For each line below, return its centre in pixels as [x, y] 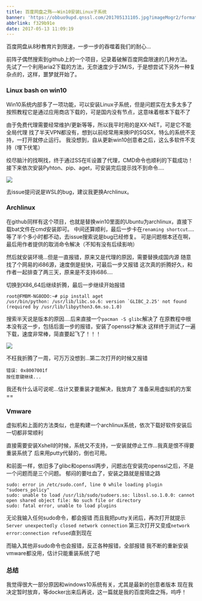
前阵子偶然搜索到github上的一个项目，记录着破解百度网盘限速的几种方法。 [98, 59]
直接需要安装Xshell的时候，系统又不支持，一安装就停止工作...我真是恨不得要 [100, 445]
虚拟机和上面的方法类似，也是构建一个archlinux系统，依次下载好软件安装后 [99, 425]
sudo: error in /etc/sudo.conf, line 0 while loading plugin [84, 485]
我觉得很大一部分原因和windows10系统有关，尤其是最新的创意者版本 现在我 [100, 585]
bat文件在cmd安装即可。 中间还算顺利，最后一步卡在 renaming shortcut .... [103, 229]
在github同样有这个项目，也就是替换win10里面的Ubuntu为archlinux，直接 [97, 221]
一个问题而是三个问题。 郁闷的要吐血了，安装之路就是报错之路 [83, 473]
